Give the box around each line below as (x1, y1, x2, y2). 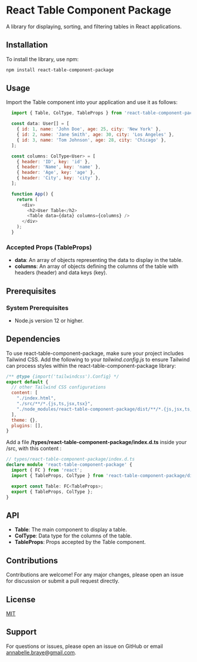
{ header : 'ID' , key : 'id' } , (16, 159, 91, 164)
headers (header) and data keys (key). (14, 269, 107, 276)
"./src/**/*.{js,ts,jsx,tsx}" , (16, 401, 93, 407)
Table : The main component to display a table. (14, 526, 127, 533)
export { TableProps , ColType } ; (11, 489, 93, 495)
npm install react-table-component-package (6, 67, 114, 73)
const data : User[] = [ (11, 121, 69, 127)
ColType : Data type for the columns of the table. (14, 532, 132, 539)
